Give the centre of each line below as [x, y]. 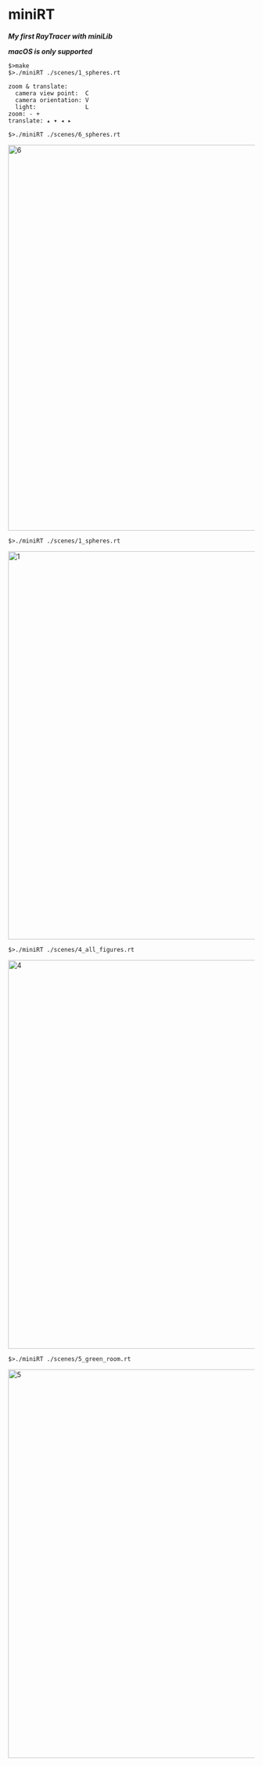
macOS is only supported [50, 51]
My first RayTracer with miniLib [60, 36]
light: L [52, 107]
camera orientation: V [52, 100]
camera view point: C [52, 93]
